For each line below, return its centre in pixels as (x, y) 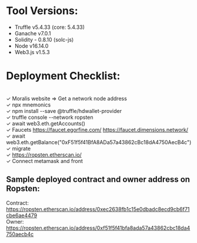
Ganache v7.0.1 (33, 33)
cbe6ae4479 (21, 215)
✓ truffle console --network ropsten (50, 117)
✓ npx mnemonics (29, 105)
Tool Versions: (42, 11)
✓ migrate (19, 148)
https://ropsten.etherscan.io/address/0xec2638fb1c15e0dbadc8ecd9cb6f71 (98, 209)
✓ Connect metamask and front (45, 161)
